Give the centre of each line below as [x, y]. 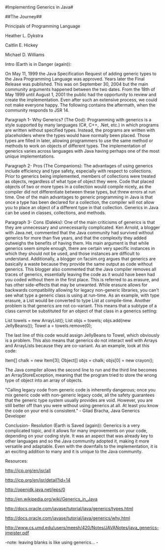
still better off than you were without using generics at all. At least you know [82, 405]
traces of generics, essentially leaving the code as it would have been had [80, 274]
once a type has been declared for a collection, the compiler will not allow [80, 202]
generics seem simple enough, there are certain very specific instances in [80, 248]
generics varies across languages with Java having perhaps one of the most [82, 151]
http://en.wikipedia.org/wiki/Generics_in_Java [51, 499]
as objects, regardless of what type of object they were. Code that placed [80, 181]
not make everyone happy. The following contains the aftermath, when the [80, 105]
